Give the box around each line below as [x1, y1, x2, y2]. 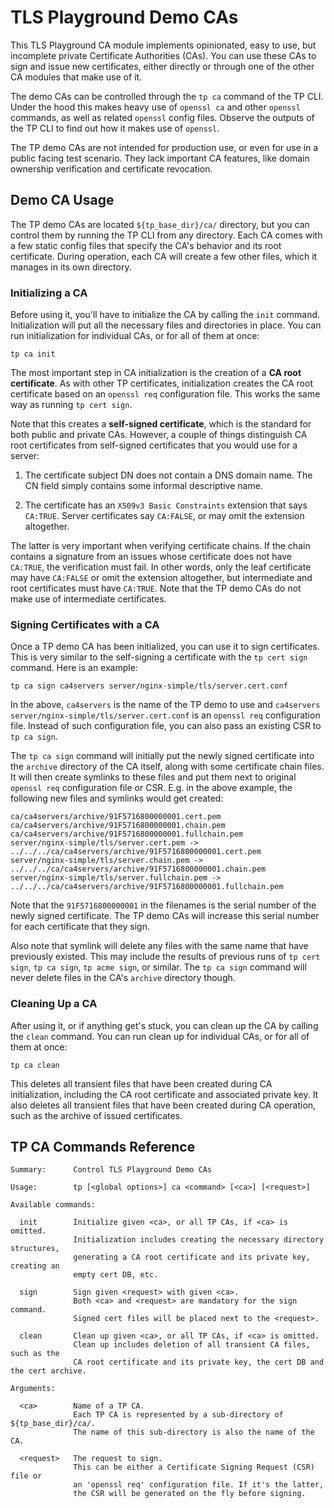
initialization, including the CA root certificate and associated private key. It [10, 1088, 319, 1100]
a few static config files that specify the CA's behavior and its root [10, 239, 282, 251]
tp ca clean [10, 1060, 60, 1070]
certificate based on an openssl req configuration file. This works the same [10, 388, 321, 400]
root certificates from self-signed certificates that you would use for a [10, 439, 298, 451]
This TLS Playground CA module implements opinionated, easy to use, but [10, 39, 317, 51]
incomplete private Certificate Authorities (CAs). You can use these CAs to [10, 49, 317, 61]
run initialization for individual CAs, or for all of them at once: [10, 330, 260, 342]
